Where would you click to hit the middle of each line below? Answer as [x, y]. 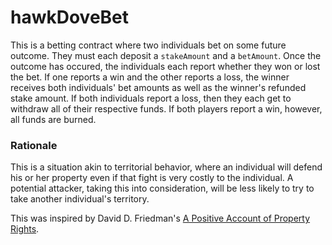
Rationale [34, 145]
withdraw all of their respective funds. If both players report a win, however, [166, 108]
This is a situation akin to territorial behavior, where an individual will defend [166, 167]
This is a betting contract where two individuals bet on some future [148, 45]
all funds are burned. [53, 119]
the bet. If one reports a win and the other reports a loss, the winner [150, 77]
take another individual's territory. [80, 199]
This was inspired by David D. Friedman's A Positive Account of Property [160, 218]
